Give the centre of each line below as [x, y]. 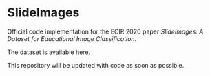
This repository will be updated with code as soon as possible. [96, 65]
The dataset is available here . [49, 52]
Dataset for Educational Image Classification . [72, 38]
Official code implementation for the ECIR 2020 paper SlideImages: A [105, 31]
